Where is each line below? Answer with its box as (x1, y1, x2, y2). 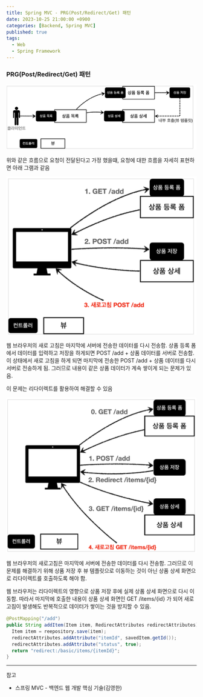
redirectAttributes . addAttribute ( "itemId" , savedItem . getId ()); (11, 635, 177, 641)
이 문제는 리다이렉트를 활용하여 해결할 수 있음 (6, 385, 113, 392)
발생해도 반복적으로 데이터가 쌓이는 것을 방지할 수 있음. (22, 603, 152, 610)
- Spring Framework (11, 48, 61, 55)
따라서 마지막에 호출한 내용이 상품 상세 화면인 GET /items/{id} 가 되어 (19, 595, 183, 602)
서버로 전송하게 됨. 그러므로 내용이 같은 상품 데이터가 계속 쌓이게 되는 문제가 (6, 364, 185, 372)
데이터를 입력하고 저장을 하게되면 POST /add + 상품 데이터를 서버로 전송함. (17, 349, 195, 356)
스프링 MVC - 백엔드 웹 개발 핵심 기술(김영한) (14, 684, 123, 692)
